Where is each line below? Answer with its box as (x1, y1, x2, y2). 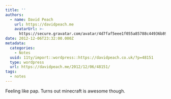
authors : (5, 12, 24, 17)
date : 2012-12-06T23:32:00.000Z (5, 36, 74, 41)
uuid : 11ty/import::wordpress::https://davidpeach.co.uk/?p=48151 (10, 55, 154, 60)
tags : (5, 69, 17, 75)
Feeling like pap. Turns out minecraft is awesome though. (5, 88, 126, 94)
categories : (10, 45, 36, 51)
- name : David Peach (10, 17, 53, 22)
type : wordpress (10, 60, 44, 65)
